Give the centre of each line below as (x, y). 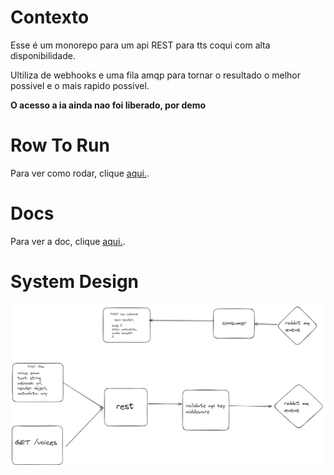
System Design (75, 282)
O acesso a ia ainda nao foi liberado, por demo (108, 105)
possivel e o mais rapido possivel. (80, 85)
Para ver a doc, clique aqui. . (68, 241)
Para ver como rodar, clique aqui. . (80, 173)
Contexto (50, 17)
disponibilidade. (43, 55)
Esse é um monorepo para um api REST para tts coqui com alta (140, 45)
